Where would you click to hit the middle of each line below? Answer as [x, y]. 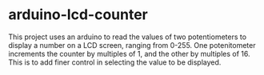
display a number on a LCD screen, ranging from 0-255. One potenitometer [132, 45]
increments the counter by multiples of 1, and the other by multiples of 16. [129, 53]
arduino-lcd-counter [78, 15]
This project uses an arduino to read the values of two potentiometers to [127, 37]
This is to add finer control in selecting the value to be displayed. [115, 62]
